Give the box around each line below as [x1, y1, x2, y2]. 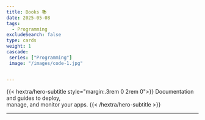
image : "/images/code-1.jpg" [9, 60, 84, 66]
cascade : [6, 49, 29, 55]
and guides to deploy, [6, 94, 61, 102]
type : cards [6, 37, 37, 43]
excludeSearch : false [6, 32, 62, 38]
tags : [6, 20, 20, 26]
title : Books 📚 [6, 9, 47, 15]
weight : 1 [6, 43, 32, 50]
